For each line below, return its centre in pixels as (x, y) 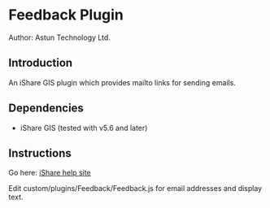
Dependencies (46, 108)
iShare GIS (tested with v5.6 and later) (84, 128)
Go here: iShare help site (50, 173)
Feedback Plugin (66, 15)
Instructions (40, 153)
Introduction (41, 63)
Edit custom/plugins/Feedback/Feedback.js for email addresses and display (135, 188)
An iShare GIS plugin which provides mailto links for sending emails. (122, 82)
